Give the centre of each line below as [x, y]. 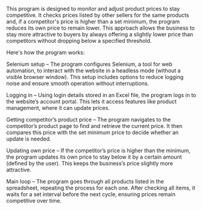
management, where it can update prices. [58, 108]
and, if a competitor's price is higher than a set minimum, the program [93, 21]
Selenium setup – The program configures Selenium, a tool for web [90, 64]
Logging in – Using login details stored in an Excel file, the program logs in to [101, 95]
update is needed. [29, 139]
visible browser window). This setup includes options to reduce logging [95, 77]
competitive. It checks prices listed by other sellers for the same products [98, 15]
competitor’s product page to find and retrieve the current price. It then [94, 126]
